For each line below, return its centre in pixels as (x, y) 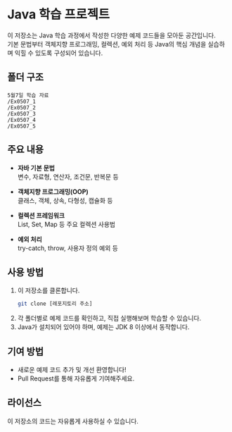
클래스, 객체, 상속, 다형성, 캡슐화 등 (65, 200)
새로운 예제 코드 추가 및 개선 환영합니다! (72, 370)
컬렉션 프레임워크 (41, 215)
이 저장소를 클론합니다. (49, 290)
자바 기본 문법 (36, 168)
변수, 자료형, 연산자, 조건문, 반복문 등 (68, 176)
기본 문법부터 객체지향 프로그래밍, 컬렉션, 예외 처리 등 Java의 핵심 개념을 (107, 44)
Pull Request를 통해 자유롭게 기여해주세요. (76, 378)
